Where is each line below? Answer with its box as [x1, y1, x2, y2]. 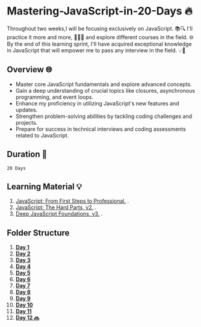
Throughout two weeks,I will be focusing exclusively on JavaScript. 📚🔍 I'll [7, 25, 193, 32]
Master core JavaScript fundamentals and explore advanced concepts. [15, 80, 192, 88]
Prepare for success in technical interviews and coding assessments [15, 125, 186, 132]
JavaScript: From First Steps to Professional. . [15, 198, 129, 205]
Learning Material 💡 [7, 181, 82, 192]
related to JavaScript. [15, 131, 69, 139]
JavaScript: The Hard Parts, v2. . [15, 204, 97, 211]
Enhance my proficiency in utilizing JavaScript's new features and [15, 99, 179, 107]
